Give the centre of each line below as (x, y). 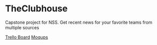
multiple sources (22, 27)
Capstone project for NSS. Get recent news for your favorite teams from (79, 22)
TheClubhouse (37, 9)
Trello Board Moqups (27, 37)
